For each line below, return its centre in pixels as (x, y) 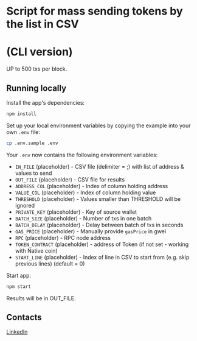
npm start (19, 287)
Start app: (19, 275)
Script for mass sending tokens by (95, 11)
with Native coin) (36, 250)
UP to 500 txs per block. (37, 69)
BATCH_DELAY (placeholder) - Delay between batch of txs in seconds (99, 225)
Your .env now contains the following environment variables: (82, 155)
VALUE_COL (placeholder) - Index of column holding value (85, 192)
